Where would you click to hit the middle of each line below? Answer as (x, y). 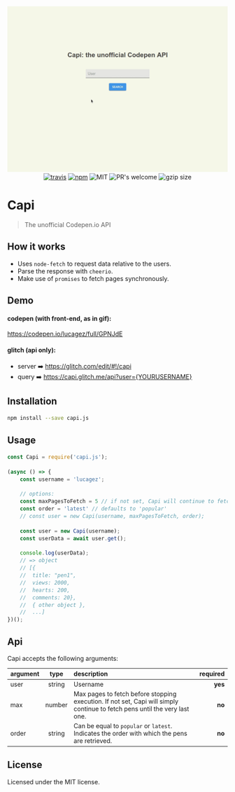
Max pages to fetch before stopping (125, 694)
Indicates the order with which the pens (130, 733)
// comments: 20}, (48, 598)
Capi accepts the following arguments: (63, 658)
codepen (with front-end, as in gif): (59, 318)
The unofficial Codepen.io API (67, 224)
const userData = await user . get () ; (73, 538)
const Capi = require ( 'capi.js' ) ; (58, 457)
